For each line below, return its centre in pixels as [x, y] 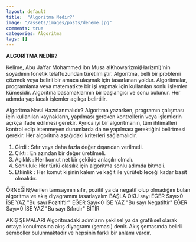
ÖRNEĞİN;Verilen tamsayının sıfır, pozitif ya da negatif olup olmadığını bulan [98, 190]
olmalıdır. [26, 178]
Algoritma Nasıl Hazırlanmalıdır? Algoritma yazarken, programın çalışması [95, 110]
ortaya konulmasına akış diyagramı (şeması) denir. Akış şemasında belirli [94, 226]
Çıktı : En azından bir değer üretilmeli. [60, 153]
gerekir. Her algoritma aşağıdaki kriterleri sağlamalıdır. [72, 135]
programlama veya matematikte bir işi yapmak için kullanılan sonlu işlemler [97, 86]
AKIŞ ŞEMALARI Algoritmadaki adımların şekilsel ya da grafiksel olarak [92, 220]
